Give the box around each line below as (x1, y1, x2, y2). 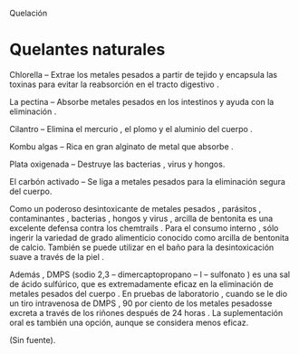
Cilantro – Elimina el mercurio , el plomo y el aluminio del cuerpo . (9, 123, 254, 134)
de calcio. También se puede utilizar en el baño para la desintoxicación (9, 242, 275, 253)
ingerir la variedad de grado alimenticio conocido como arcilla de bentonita (9, 232, 290, 243)
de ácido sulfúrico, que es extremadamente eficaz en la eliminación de (9, 278, 274, 289)
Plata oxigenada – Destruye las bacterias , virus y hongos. (9, 158, 226, 169)
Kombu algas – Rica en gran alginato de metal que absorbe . (9, 140, 234, 152)
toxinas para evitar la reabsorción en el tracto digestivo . (9, 79, 219, 90)
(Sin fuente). (9, 334, 56, 345)
